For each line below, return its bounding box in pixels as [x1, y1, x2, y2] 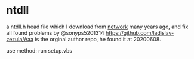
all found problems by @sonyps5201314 [6, 29, 104, 36]
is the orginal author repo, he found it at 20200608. [35, 35, 161, 42]
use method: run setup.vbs [6, 47, 73, 54]
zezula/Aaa [6, 35, 34, 42]
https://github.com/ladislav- [105, 29, 174, 36]
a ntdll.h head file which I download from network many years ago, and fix [6, 23, 189, 30]
